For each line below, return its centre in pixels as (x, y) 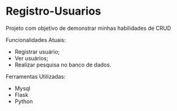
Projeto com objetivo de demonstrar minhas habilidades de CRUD (88, 28)
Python (24, 101)
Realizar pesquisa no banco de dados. (63, 65)
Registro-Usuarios (54, 11)
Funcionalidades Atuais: (36, 40)
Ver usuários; (31, 58)
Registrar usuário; (37, 52)
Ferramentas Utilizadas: (36, 76)
